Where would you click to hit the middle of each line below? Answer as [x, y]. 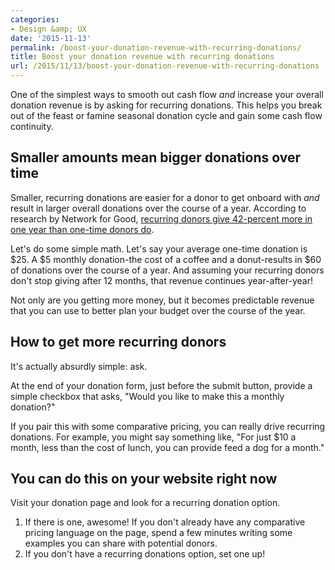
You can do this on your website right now [144, 479]
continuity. [32, 126]
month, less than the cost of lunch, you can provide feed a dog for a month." [167, 447]
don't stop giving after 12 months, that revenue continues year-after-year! [161, 280]
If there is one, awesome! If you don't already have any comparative [165, 522]
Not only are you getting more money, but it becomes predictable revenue [162, 300]
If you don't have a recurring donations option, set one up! [145, 554]
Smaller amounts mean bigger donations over [156, 157]
